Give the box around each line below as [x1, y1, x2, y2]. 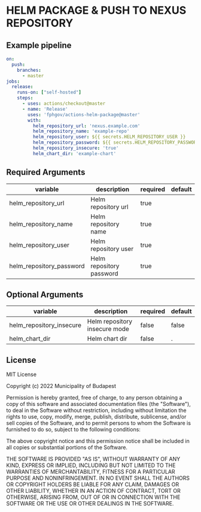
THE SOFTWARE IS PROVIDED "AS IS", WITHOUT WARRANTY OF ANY [6, 456, 181, 463]
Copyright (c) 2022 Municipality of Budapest [6, 383, 117, 390]
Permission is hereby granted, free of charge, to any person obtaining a [6, 394, 182, 401]
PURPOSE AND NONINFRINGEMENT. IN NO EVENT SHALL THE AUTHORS [6, 474, 190, 482]
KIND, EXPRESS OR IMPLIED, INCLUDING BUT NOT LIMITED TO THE [6, 462, 176, 469]
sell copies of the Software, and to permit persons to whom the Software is [6, 420, 191, 427]
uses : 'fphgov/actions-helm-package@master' [28, 111, 141, 117]
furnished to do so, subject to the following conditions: [6, 426, 141, 433]
